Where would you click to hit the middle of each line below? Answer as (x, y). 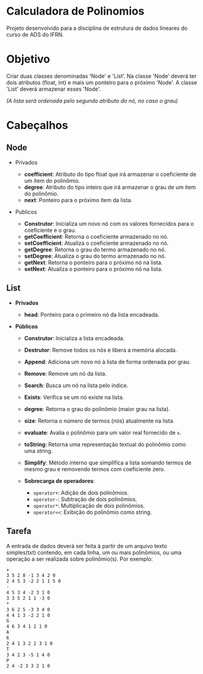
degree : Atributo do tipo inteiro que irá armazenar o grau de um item (110, 187)
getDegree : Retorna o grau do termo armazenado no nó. (95, 249)
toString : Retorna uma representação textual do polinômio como (105, 444)
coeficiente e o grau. (50, 230)
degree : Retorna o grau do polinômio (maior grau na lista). (97, 409)
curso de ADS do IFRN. (35, 34)
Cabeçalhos (37, 125)
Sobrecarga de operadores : (60, 481)
